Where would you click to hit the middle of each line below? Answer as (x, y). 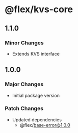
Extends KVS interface (36, 54)
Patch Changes (24, 109)
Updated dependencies (37, 119)
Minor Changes (24, 43)
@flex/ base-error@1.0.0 (45, 125)
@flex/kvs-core (39, 9)
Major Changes (24, 84)
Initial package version (36, 95)
